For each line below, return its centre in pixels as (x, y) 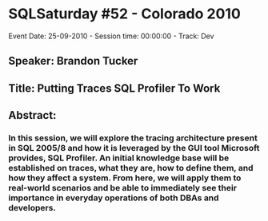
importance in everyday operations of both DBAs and (114, 198)
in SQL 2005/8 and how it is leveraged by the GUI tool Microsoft (134, 148)
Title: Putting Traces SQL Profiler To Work (114, 88)
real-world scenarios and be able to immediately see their (123, 188)
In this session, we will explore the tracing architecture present (133, 138)
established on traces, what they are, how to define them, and (131, 168)
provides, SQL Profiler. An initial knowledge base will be (119, 158)
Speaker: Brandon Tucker (73, 61)
